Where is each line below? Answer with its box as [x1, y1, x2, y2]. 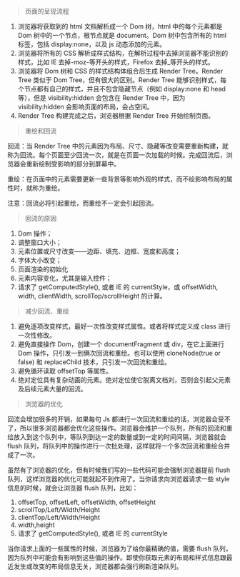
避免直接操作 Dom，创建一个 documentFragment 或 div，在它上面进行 [17, 340, 225, 348]
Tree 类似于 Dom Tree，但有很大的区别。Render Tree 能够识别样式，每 [17, 76, 227, 84]
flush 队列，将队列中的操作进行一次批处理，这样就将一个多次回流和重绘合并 [7, 442, 231, 450]
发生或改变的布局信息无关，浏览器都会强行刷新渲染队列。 [13, 562, 183, 571]
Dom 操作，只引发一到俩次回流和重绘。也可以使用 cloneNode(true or [17, 349, 221, 357]
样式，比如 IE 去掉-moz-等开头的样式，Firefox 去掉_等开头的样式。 [17, 58, 214, 66]
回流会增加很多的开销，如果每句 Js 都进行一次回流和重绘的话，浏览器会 [7, 415, 219, 423]
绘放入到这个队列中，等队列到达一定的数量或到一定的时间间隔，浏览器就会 [7, 433, 226, 441]
